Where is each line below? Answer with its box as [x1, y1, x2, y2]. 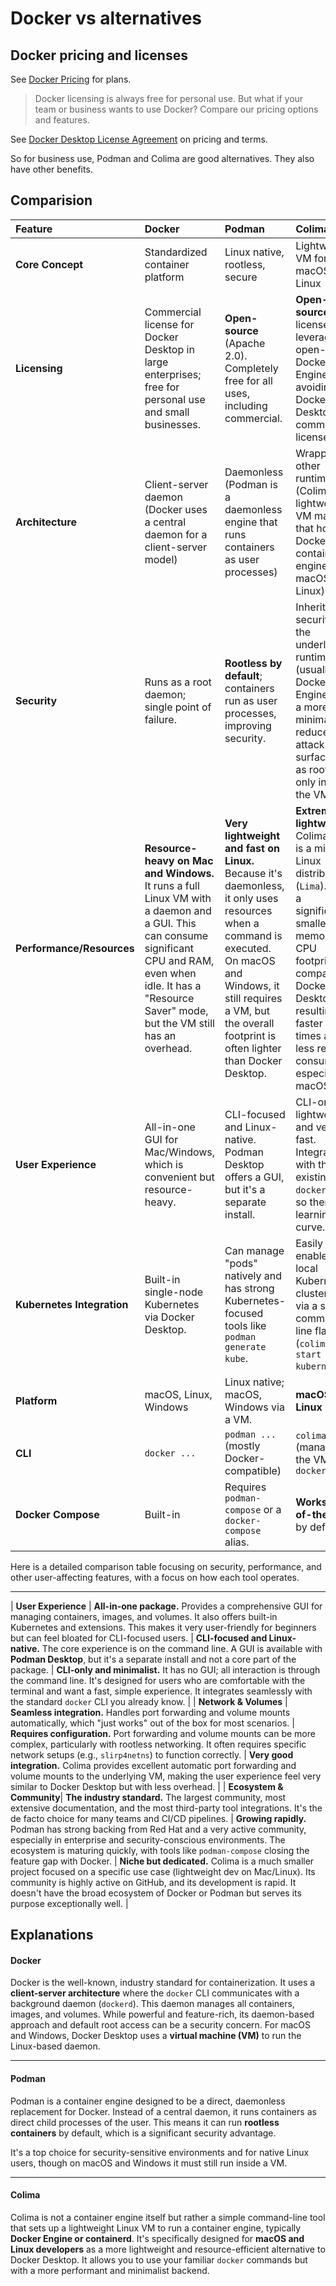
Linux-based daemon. [10, 2040, 101, 2052]
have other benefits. [10, 163, 93, 175]
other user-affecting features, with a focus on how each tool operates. [10, 1571, 300, 1583]
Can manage [224, 1243, 285, 1257]
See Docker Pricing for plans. [10, 73, 132, 85]
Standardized [144, 245, 208, 259]
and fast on [224, 841, 280, 855]
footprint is [224, 1028, 277, 1042]
